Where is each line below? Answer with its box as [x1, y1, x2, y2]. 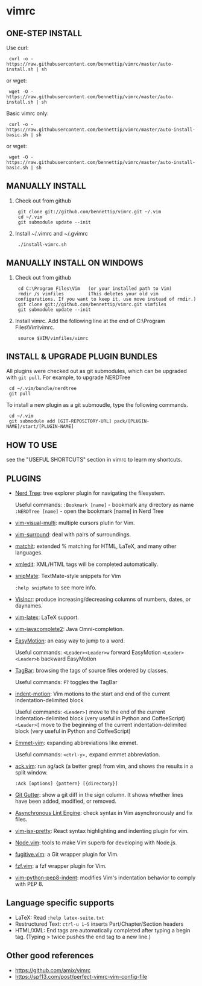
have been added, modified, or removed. [14, 797, 116, 805]
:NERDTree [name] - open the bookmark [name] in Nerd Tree [14, 507, 164, 515]
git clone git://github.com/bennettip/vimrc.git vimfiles [17, 301, 167, 307]
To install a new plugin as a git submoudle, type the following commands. [6, 401, 189, 409]
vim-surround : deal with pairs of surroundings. [14, 531, 131, 538]
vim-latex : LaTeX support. [14, 614, 80, 621]
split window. [14, 769, 48, 776]
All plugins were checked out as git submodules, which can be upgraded [6, 368, 187, 375]
